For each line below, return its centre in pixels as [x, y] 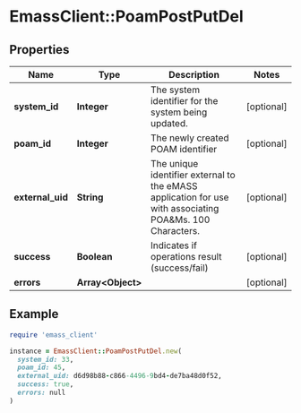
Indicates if [174, 245]
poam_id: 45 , [42, 368]
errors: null [42, 393]
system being [179, 112]
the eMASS [174, 186]
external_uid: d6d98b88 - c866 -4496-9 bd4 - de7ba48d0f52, [120, 376]
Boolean [95, 257]
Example [34, 314]
